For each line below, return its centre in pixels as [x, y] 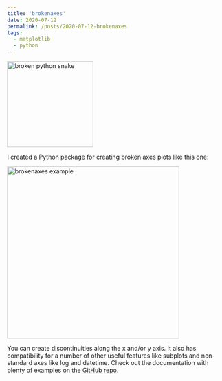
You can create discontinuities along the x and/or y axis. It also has [102, 348]
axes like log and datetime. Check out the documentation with [121, 363]
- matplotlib [32, 39]
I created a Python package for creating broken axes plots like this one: [108, 157]
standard [20, 363]
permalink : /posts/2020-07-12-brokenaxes [67, 26]
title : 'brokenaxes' [37, 13]
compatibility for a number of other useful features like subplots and [103, 356]
